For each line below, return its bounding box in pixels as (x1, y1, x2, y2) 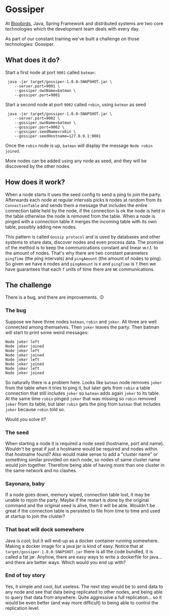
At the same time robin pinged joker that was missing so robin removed (5, 395, 156, 401)
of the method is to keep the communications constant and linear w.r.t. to (5, 244, 158, 250)
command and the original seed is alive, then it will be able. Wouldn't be (5, 503, 155, 509)
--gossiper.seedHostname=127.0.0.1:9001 (14, 133, 101, 138)
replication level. (5, 605, 40, 611)
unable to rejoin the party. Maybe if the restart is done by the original (5, 497, 149, 503)
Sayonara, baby (5, 480, 45, 487)
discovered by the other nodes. (5, 163, 71, 169)
